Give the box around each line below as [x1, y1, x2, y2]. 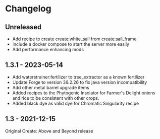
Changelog [5, 3, 52, 14]
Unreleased [5, 23, 42, 31]
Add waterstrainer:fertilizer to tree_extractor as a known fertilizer [12, 74, 145, 80]
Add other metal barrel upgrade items [12, 84, 89, 90]
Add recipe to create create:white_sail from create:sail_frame [12, 36, 137, 42]
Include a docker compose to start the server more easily [12, 41, 130, 47]
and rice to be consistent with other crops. [12, 95, 99, 101]
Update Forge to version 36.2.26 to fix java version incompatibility [12, 79, 147, 85]
